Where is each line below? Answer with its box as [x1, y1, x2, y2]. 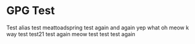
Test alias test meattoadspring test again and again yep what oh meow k [6, 24, 189, 31]
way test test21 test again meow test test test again [6, 30, 136, 37]
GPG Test [6, 4, 55, 18]
